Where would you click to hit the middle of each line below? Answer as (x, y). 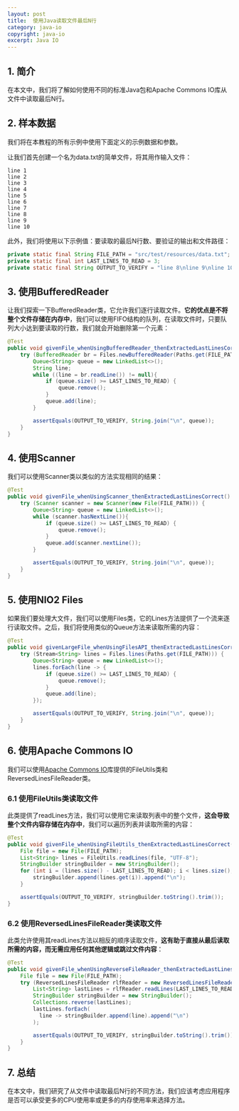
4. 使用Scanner (42, 458)
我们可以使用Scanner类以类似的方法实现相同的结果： (85, 477)
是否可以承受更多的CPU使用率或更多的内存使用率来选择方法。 (98, 1100)
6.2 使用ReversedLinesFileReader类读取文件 (85, 923)
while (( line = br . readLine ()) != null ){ (95, 375)
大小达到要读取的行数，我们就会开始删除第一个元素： (91, 328)
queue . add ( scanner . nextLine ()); (93, 543)
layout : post (27, 14)
